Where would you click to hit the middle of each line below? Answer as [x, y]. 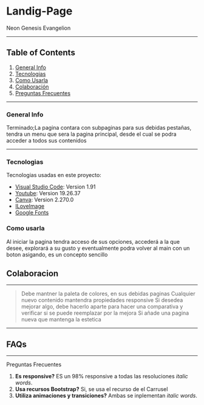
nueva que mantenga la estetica [61, 320]
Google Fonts [32, 213]
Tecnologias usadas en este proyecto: [54, 175]
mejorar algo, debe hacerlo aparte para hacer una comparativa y [102, 307]
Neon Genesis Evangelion [39, 28]
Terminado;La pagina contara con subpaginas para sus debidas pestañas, [99, 128]
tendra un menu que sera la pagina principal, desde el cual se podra [92, 134]
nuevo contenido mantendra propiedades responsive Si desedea [102, 300]
